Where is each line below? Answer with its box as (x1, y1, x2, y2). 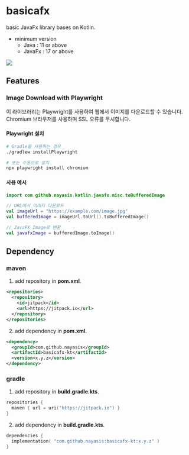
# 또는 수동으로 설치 (6, 160, 50, 166)
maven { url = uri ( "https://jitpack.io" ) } (11, 405, 120, 411)
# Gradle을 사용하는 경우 (6, 143, 61, 149)
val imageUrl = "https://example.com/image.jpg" (6, 208, 128, 214)
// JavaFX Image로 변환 (6, 225, 61, 231)
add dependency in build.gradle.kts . (14, 421, 105, 428)
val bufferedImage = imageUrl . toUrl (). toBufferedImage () (6, 214, 149, 220)
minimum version (14, 35, 57, 42)
